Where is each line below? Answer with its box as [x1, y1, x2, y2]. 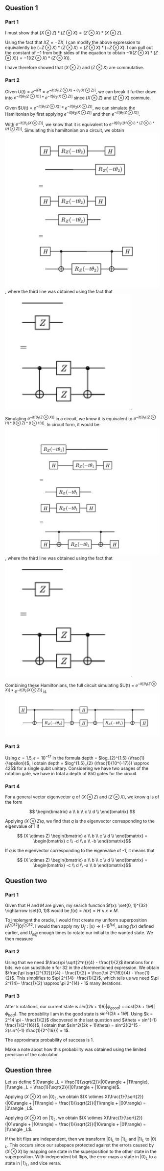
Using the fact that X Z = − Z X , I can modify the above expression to [5, 39, 141, 45]
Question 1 [5, 4, 38, 12]
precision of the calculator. [5, 1052, 59, 1058]
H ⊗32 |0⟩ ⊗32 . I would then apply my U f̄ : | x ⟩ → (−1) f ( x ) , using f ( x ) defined [5, 922, 154, 930]
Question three [5, 1066, 52, 1074]
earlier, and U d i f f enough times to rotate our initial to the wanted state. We [5, 929, 153, 937]
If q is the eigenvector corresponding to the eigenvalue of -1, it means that [5, 848, 155, 854]
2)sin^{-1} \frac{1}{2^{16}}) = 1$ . [5, 1027, 70, 1034]
